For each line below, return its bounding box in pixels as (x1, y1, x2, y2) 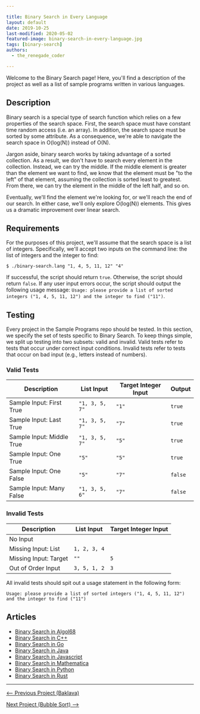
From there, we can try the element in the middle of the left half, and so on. (6, 182, 189, 189)
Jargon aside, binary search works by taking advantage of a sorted (6, 150, 171, 158)
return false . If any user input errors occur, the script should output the (6, 280, 182, 287)
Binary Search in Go (14, 640, 64, 647)
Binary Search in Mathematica (14, 659, 89, 666)
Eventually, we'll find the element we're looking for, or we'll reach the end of (6, 193, 192, 201)
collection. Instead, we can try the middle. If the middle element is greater (6, 163, 187, 170)
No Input (9, 535, 34, 543)
